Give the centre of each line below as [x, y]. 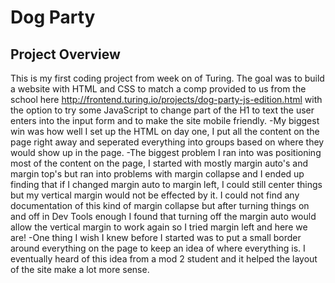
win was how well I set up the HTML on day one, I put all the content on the [165, 131]
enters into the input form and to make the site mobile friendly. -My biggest [165, 120]
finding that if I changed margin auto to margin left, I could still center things [166, 184]
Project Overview [65, 54]
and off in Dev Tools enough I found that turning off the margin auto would [163, 216]
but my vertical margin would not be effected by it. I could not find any [155, 195]
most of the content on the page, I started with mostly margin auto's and [159, 163]
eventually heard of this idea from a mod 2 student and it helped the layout [164, 259]
